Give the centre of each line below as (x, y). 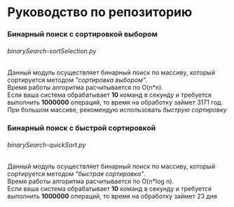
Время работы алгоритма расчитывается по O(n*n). (85, 88)
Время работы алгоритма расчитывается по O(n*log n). (90, 181)
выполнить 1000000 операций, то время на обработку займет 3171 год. (115, 102)
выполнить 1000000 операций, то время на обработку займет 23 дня (112, 196)
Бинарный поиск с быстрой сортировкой (82, 128)
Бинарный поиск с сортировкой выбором (82, 34)
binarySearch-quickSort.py (47, 145)
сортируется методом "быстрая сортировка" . (76, 174)
